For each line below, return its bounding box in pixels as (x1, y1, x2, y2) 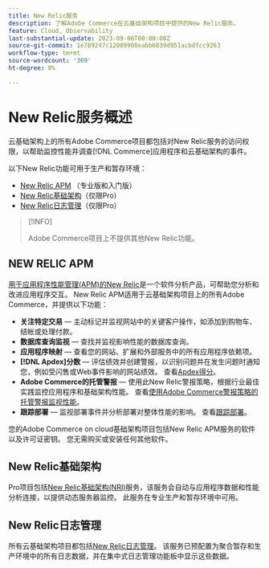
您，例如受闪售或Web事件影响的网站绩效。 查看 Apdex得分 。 (19, 366, 221, 376)
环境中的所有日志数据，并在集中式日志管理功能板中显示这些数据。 (14, 551, 234, 561)
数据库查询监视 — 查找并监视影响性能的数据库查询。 (19, 337, 194, 346)
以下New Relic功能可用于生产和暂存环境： (8, 163, 147, 173)
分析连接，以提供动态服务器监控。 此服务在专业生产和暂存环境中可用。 (8, 492, 243, 502)
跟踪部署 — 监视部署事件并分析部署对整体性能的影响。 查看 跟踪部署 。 (19, 407, 251, 416)
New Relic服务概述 (8, 108, 132, 126)
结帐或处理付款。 (19, 326, 77, 336)
